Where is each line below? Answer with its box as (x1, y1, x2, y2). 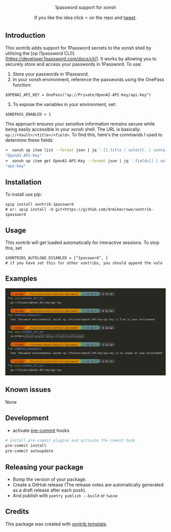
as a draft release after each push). (12, 487, 87, 493)
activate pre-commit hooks (12, 427, 70, 433)
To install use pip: (5, 191, 42, 198)
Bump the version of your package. (12, 476, 87, 482)
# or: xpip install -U (5, 207, 53, 212)
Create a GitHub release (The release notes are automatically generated (12, 482, 164, 488)
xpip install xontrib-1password (5, 202, 74, 207)
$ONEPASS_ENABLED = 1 (5, 112, 51, 117)
